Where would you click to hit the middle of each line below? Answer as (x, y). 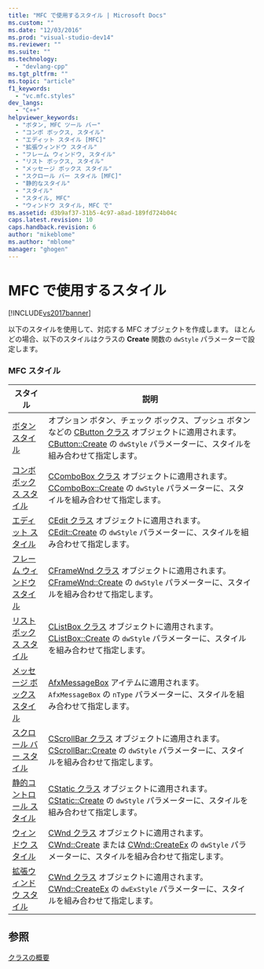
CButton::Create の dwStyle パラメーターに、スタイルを (150, 443)
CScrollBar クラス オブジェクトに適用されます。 (136, 738)
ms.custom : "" (31, 23)
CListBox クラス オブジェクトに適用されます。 (133, 626)
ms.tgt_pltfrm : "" (38, 74)
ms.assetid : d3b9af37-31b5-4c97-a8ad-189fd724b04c (93, 213)
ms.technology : (33, 60)
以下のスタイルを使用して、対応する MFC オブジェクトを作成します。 (121, 329)
